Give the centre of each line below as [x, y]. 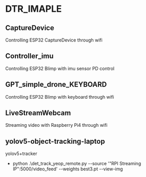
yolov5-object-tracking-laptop [55, 141]
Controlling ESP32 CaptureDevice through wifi [54, 40]
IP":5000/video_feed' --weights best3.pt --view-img [68, 169]
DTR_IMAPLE [34, 9]
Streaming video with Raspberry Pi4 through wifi [56, 125]
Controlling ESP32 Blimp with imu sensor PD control [60, 68]
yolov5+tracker [21, 153]
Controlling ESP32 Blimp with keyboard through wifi [60, 97]
